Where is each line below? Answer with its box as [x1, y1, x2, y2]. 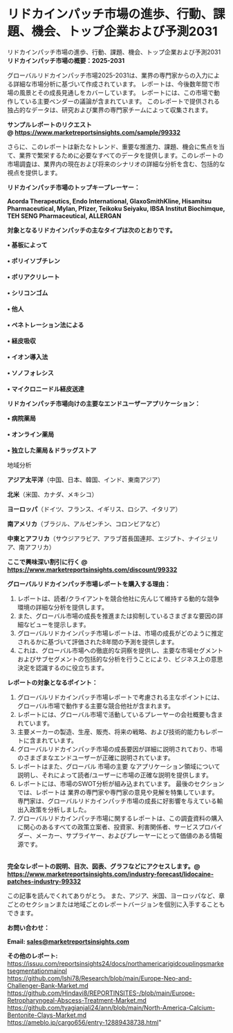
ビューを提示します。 [29, 620, 90, 628]
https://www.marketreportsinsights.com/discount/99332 [7, 565, 178, 574]
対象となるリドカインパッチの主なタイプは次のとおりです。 [7, 226, 176, 234]
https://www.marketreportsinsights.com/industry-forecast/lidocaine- [7, 870, 214, 878]
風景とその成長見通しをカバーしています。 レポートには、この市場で [19, 88, 214, 97]
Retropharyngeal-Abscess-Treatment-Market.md [7, 996, 147, 1004]
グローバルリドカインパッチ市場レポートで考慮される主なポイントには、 [17, 693, 223, 701]
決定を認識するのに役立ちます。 [17, 664, 109, 672]
